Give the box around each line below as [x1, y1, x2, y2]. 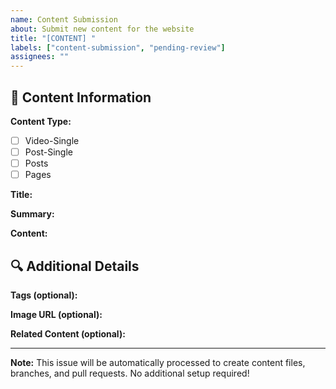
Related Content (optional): [10, 328, 126, 340]
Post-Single [24, 146, 73, 158]
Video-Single [24, 134, 80, 146]
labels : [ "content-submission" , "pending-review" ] [10, 42, 226, 53]
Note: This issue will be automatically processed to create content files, [10, 357, 306, 368]
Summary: [10, 208, 55, 220]
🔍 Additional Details [10, 257, 140, 275]
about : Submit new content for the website [10, 24, 195, 34]
